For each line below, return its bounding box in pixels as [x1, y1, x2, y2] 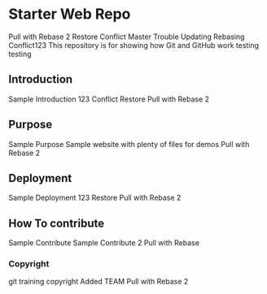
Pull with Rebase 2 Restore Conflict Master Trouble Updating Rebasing [8, 32, 245, 41]
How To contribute [8, 216, 104, 230]
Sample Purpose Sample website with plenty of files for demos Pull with [8, 139, 250, 149]
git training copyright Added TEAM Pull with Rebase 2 [8, 277, 189, 287]
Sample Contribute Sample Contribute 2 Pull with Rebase [8, 238, 199, 248]
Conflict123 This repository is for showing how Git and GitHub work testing [8, 40, 259, 50]
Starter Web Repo [8, 5, 131, 24]
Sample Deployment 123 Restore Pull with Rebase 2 [8, 192, 182, 203]
